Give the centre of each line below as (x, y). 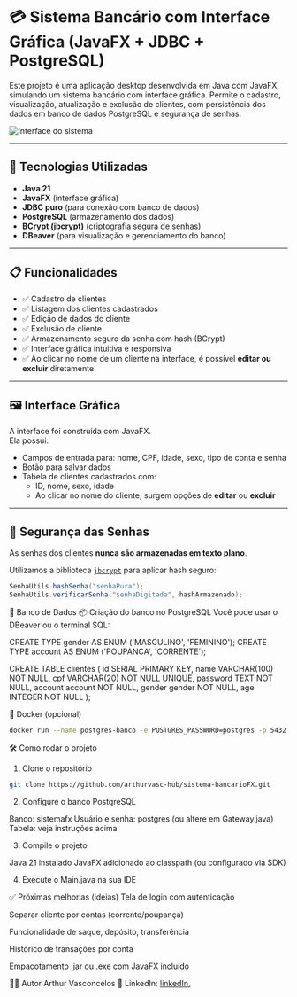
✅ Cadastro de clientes (64, 299)
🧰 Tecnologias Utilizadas (78, 167)
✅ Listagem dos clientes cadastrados (90, 308)
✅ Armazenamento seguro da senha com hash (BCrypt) (123, 339)
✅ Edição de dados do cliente (76, 318)
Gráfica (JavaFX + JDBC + (107, 42)
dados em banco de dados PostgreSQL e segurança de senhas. (125, 113)
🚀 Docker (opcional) (46, 713)
